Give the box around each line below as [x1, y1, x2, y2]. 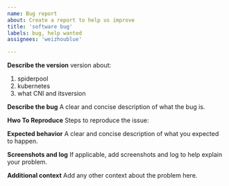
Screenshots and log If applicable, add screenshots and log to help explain [7, 151, 223, 159]
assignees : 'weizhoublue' [7, 36, 82, 43]
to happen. [7, 137, 38, 146]
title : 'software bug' [7, 23, 73, 30]
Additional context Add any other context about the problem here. [7, 171, 198, 180]
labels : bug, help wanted [7, 29, 82, 37]
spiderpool [17, 74, 49, 83]
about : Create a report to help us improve [7, 17, 135, 24]
